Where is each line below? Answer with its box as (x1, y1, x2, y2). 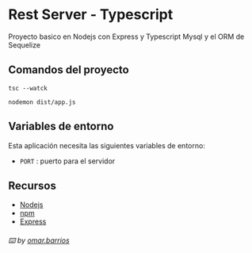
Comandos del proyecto (8, 63, 129, 77)
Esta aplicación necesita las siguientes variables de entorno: (8, 140, 206, 150)
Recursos (8, 178, 57, 192)
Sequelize (8, 40, 41, 49)
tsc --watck (8, 84, 48, 92)
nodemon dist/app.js (8, 98, 77, 106)
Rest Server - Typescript (8, 6, 174, 24)
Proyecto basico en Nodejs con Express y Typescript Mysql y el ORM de (8, 32, 245, 41)
